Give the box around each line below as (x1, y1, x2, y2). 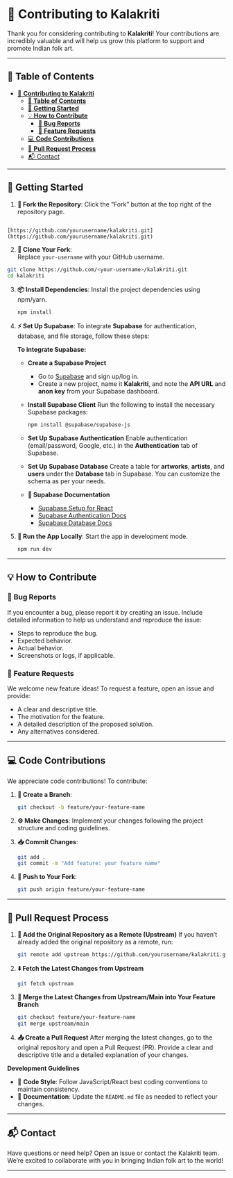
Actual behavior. (17, 643, 64, 652)
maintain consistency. (17, 1085, 80, 1093)
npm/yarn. (17, 296, 47, 304)
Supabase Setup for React (37, 504, 113, 513)
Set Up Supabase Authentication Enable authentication (27, 434, 188, 442)
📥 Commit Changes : (17, 837, 78, 846)
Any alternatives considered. (17, 727, 100, 736)
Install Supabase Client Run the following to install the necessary (27, 401, 215, 409)
